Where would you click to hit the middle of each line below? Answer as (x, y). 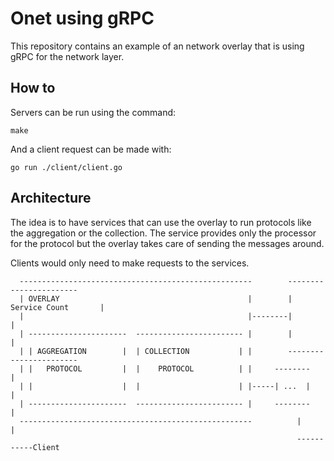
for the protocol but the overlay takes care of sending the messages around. (167, 243)
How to (33, 88)
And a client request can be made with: (91, 149)
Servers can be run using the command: (93, 112)
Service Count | (57, 307)
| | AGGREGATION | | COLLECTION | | (136, 351)
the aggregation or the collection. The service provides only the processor (163, 233)
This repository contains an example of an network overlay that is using (157, 46)
